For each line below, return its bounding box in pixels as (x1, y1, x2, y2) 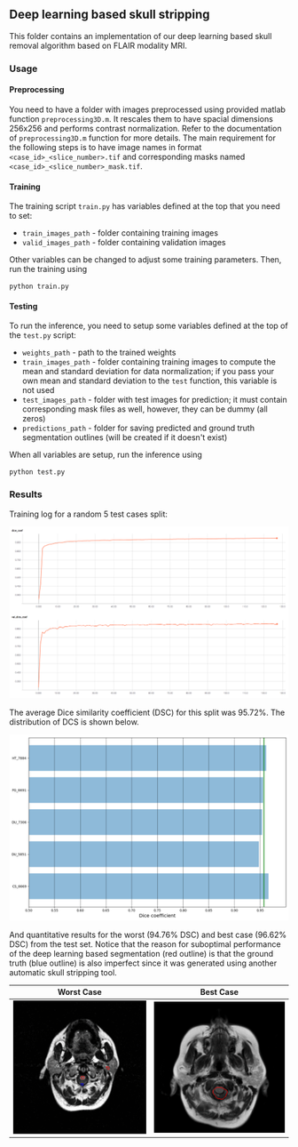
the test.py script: (9, 330, 77, 341)
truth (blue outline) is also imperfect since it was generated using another (9, 958, 278, 968)
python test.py (9, 468, 66, 477)
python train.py (9, 282, 69, 292)
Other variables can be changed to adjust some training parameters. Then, (9, 254, 282, 265)
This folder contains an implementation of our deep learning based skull (9, 30, 272, 41)
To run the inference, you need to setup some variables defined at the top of (9, 320, 288, 332)
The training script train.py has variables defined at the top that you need (9, 201, 281, 212)
